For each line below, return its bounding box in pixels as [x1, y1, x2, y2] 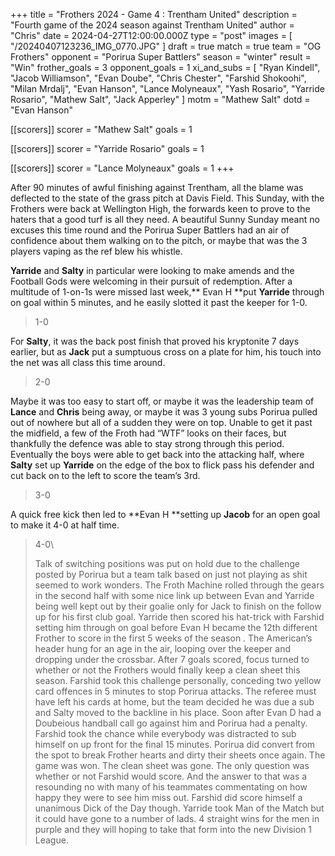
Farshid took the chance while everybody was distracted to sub [34, 728, 297, 739]
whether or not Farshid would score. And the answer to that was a [34, 770, 308, 782]
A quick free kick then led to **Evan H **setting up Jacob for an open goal [10, 509, 321, 520]
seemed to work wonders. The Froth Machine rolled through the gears [34, 579, 325, 591]
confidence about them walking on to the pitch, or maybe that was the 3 [10, 235, 308, 246]
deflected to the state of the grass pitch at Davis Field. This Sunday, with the [10, 192, 325, 204]
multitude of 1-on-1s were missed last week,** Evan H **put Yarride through [10, 286, 325, 298]
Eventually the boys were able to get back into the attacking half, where [10, 449, 305, 460]
